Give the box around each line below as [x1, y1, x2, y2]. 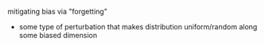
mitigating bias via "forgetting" [7, 7, 108, 16]
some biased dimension [18, 31, 97, 40]
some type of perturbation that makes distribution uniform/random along [18, 22, 258, 31]
